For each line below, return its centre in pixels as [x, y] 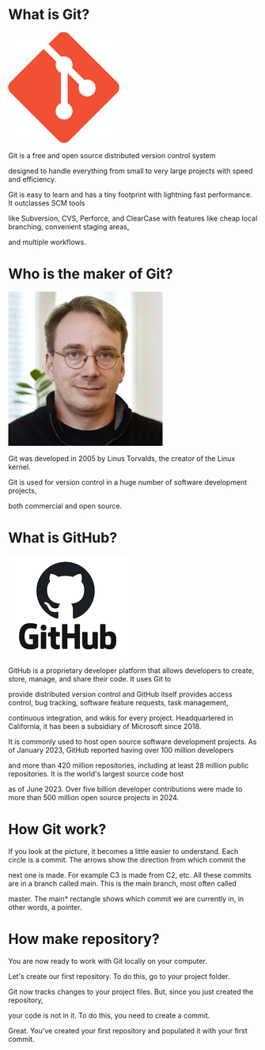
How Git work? [57, 829]
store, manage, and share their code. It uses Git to [90, 678]
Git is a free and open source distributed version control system [112, 155]
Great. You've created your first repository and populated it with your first [128, 1030]
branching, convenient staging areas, [69, 226]
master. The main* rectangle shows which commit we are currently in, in [126, 898]
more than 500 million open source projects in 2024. [94, 797]
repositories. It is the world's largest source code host [96, 773]
